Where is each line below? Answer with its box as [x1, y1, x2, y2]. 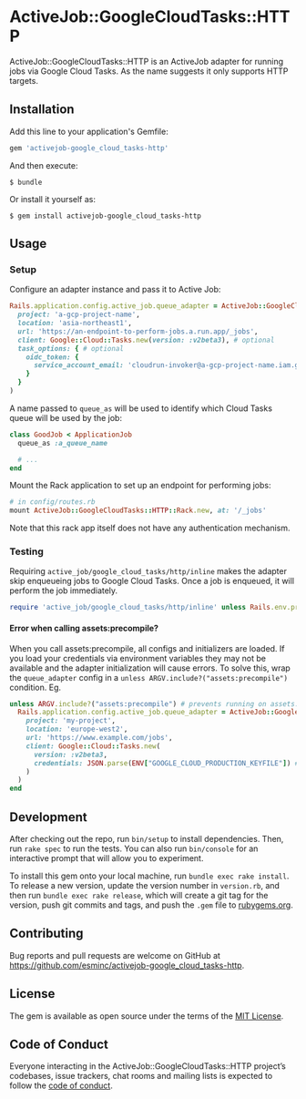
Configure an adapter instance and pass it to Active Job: [9, 284, 221, 295]
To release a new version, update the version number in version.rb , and [9, 880, 280, 890]
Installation [9, 102, 75, 118]
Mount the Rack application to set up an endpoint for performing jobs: [9, 480, 271, 491]
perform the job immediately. [9, 585, 118, 596]
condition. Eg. [9, 682, 62, 693]
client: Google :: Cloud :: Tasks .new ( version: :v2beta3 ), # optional [17, 335, 275, 344]
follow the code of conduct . [9, 1080, 114, 1091]
